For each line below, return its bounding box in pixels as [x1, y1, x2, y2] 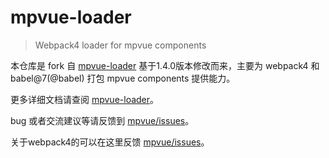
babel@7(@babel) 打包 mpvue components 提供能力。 [10, 72, 236, 84]
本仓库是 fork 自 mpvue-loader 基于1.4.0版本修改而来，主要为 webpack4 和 [10, 59, 320, 71]
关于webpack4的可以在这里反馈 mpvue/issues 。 [10, 136, 210, 148]
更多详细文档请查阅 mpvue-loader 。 [10, 93, 160, 105]
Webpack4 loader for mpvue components [34, 39, 207, 51]
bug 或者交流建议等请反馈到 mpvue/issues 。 [10, 114, 195, 126]
